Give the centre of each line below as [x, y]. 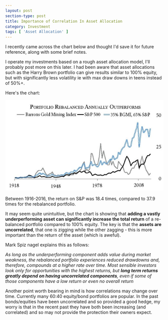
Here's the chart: [23, 93]
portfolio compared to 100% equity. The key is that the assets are [94, 224]
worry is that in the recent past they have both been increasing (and [75, 307]
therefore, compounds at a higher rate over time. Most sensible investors [81, 265]
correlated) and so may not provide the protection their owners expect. [79, 312]
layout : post [19, 11]
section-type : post [26, 16]
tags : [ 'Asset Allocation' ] [37, 32]
